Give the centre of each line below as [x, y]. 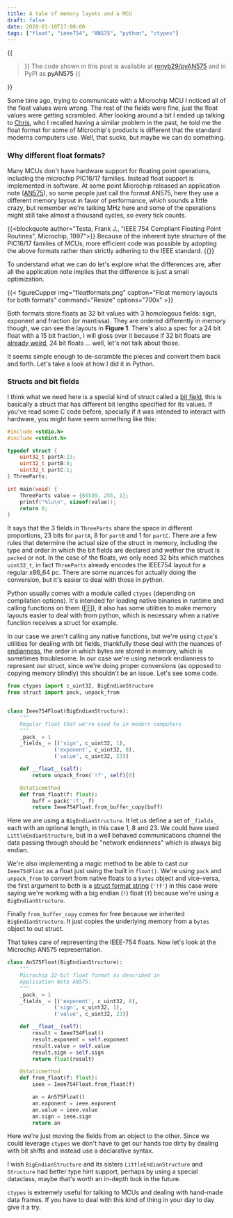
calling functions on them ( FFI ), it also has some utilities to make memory [112, 608]
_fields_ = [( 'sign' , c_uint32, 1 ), [73, 744]
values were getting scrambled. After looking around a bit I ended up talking [116, 115]
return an [46, 1123]
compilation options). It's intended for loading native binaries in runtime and [115, 601]
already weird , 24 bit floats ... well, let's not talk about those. [94, 343]
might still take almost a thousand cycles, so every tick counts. [97, 215]
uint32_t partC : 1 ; [46, 470]
